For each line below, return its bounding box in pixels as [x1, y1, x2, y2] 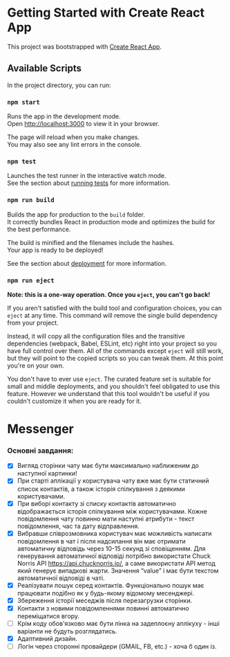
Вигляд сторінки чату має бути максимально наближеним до [17, 462, 199, 470]
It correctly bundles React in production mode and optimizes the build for [7, 217, 215, 226]
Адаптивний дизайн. [17, 634, 77, 642]
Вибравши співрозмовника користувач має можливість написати [17, 529, 212, 537]
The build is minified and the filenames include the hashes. [7, 238, 175, 246]
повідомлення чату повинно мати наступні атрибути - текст [17, 514, 195, 523]
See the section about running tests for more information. [7, 179, 171, 188]
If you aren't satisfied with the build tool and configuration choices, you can [7, 303, 222, 312]
